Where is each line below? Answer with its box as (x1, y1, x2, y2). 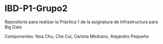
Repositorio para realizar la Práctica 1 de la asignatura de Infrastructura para (4, 19, 159, 25)
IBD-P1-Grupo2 (4, 3, 68, 14)
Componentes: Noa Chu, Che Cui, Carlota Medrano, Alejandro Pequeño (4, 33, 149, 39)
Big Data (4, 24, 22, 29)
